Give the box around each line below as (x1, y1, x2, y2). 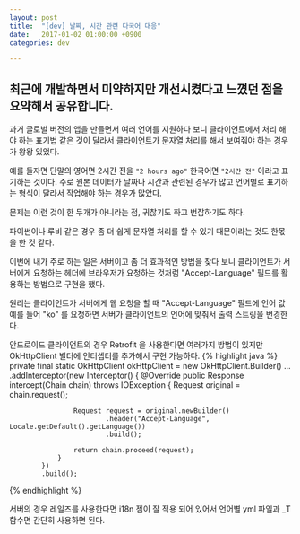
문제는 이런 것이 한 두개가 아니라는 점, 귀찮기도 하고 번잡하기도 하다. (9, 207, 245, 218)
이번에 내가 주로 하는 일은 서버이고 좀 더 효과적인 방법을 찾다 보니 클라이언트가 (9, 257, 282, 267)
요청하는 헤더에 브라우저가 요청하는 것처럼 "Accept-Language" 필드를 (32, 267, 279, 278)
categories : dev (9, 38, 70, 48)
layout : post (9, 13, 58, 22)
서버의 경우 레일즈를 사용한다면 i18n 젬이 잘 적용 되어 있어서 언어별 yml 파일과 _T (9, 503, 291, 514)
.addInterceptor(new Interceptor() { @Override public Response (9, 370, 244, 381)
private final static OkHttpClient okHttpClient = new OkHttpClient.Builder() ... (9, 361, 291, 372)
